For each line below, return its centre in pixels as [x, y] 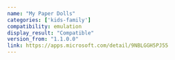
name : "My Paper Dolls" [42, 13]
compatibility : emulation [44, 26]
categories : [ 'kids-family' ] [49, 20]
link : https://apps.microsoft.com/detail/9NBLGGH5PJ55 [88, 46]
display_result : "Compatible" [51, 33]
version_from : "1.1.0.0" [43, 39]
